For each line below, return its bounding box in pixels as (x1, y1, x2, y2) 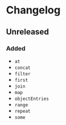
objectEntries (14, 96, 49, 102)
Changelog (6, 4, 61, 17)
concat (14, 65, 31, 71)
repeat (14, 108, 31, 114)
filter (14, 71, 31, 77)
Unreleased (6, 27, 50, 37)
